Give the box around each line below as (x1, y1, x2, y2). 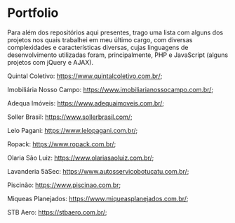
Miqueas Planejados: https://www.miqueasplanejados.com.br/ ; (7, 194, 189, 203)
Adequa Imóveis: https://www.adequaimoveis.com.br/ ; (7, 98, 165, 107)
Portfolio (7, 5, 59, 21)
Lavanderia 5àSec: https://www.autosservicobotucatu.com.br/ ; (7, 167, 189, 175)
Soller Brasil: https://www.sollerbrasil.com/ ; (7, 113, 133, 121)
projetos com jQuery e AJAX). (7, 58, 93, 66)
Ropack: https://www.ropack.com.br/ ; (7, 139, 116, 148)
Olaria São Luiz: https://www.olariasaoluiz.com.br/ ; (7, 153, 154, 162)
